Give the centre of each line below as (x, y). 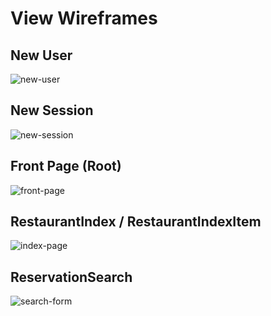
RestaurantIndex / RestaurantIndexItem (136, 222)
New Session (52, 110)
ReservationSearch (71, 277)
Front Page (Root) (66, 166)
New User (41, 55)
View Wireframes (84, 18)
